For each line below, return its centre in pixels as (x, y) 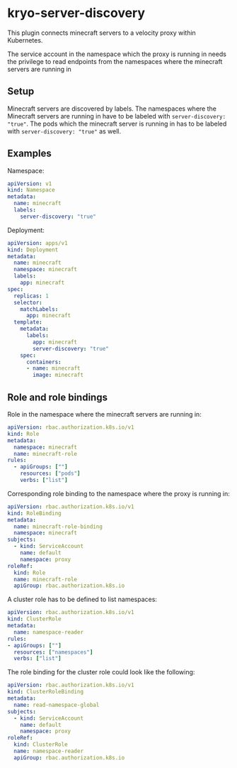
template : (28, 322)
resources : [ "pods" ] (50, 473)
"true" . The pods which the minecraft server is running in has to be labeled (117, 124)
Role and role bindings (58, 397)
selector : (28, 302)
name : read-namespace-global (57, 705)
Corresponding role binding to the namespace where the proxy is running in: (118, 493)
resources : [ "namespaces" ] (53, 652)
